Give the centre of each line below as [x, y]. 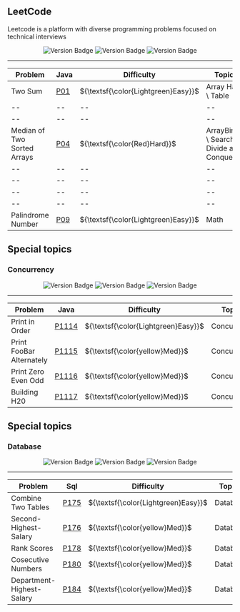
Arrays [22, 157]
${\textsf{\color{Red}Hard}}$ [128, 143]
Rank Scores [32, 549]
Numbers [27, 568]
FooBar [23, 351]
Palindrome [30, 215]
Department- [33, 581]
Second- [26, 519]
